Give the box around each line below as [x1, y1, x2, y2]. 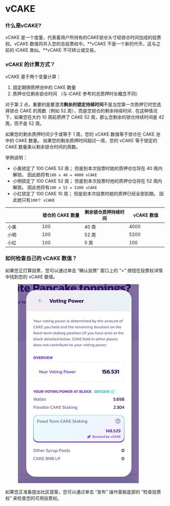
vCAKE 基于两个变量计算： [5, 73, 61, 79]
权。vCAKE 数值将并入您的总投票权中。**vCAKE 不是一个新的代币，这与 [5, 41, 156, 47]
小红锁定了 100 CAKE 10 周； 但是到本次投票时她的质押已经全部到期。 [12, 190, 158, 196]
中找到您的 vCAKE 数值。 [5, 274, 58, 280]
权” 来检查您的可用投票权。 [5, 495, 62, 501]
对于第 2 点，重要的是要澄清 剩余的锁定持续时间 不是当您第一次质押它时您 [5, 101, 157, 107]
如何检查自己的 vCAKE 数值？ [5, 255, 77, 262]
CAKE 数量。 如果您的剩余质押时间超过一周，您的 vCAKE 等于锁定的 [15, 137, 158, 143]
